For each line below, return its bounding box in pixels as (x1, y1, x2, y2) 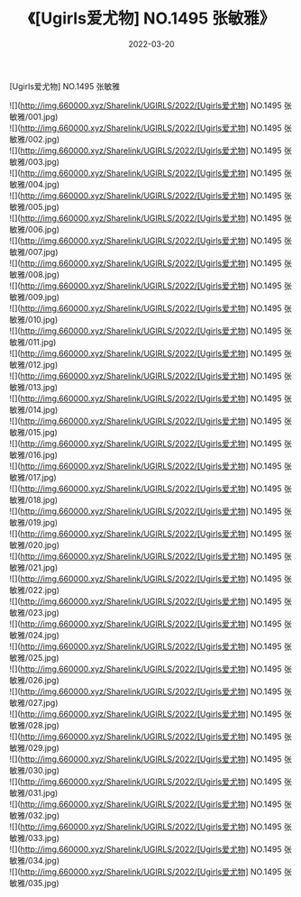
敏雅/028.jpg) (9, 719, 60, 730)
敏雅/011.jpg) (9, 336, 57, 347)
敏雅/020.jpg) (9, 539, 60, 550)
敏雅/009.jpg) (9, 291, 60, 302)
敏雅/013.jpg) (9, 381, 59, 392)
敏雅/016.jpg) (9, 449, 59, 460)
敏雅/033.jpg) (9, 832, 60, 843)
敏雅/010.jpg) (9, 314, 59, 325)
